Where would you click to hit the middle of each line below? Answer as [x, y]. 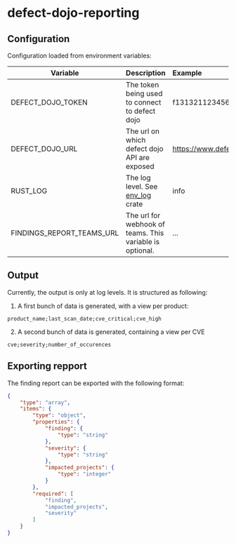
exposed [140, 166]
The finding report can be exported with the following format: [96, 383]
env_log [138, 195]
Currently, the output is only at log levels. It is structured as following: [107, 292]
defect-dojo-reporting [73, 13]
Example [187, 73]
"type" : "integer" [84, 474]
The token [142, 85]
